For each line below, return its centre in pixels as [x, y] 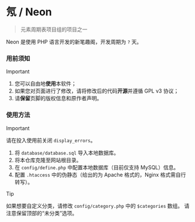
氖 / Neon [29, 12]
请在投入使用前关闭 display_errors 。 [51, 140]
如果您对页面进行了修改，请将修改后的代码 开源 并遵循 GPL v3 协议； [97, 91]
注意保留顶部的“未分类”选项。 [42, 213]
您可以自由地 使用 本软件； [45, 84]
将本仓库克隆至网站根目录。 [48, 160]
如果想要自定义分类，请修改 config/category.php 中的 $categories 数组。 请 [98, 206]
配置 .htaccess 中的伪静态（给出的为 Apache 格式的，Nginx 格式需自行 [100, 175]
